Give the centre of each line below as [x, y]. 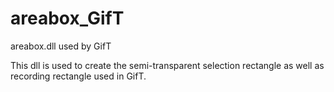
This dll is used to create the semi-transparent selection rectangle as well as [167, 65]
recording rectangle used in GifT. [78, 76]
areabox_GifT [67, 18]
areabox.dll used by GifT [61, 46]
